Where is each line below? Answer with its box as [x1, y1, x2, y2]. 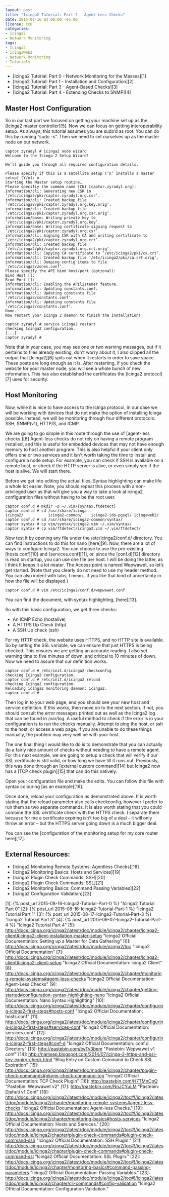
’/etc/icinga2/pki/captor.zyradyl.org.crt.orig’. [5, 246, 112, 251]
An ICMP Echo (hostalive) [12, 616, 66, 622]
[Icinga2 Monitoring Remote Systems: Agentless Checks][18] [12, 864, 139, 870]
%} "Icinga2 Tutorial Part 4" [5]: [9, 922, 76, 928]
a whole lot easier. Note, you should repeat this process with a [5, 483, 135, 489]
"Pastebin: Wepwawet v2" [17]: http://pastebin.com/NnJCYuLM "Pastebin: [5, 1083, 159, 1090]
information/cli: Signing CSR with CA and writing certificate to [5, 233, 148, 238]
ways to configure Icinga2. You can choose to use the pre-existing [5, 545, 144, 551]
